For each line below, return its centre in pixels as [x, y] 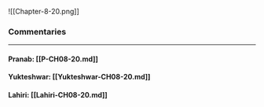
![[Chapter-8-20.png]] [44, 11]
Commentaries [37, 31]
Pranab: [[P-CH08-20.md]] [53, 59]
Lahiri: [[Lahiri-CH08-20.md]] [58, 95]
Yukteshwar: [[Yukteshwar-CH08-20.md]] [79, 77]
